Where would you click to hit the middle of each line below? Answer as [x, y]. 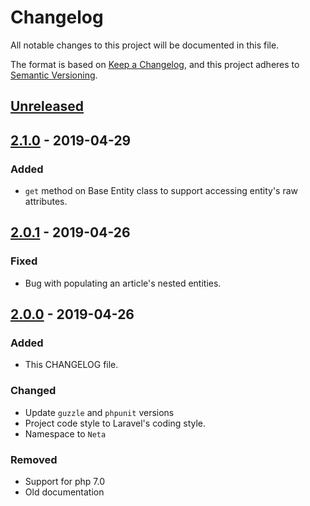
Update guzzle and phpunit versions [99, 412]
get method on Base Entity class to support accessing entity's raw [161, 191]
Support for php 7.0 [65, 481]
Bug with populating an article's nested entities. [123, 283]
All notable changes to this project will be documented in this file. [145, 45]
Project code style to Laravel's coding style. [115, 423]
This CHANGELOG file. [71, 365]
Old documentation [64, 492]
